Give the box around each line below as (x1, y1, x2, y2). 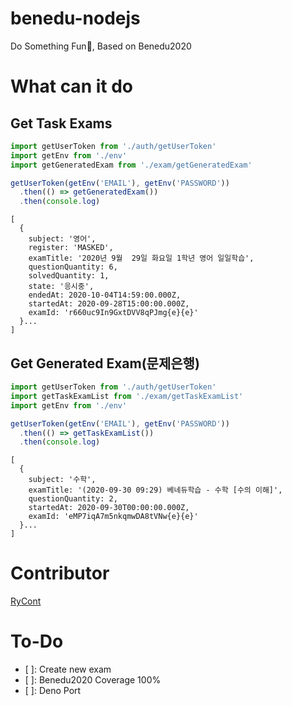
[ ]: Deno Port (24, 685, 82, 697)
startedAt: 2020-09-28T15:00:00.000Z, (28, 299, 190, 309)
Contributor (10, 562, 110, 585)
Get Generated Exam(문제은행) (10, 355, 200, 372)
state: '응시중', (28, 282, 95, 292)
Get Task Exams (10, 115, 113, 132)
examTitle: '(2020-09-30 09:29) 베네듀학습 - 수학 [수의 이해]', (28, 485, 283, 496)
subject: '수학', (28, 475, 97, 485)
